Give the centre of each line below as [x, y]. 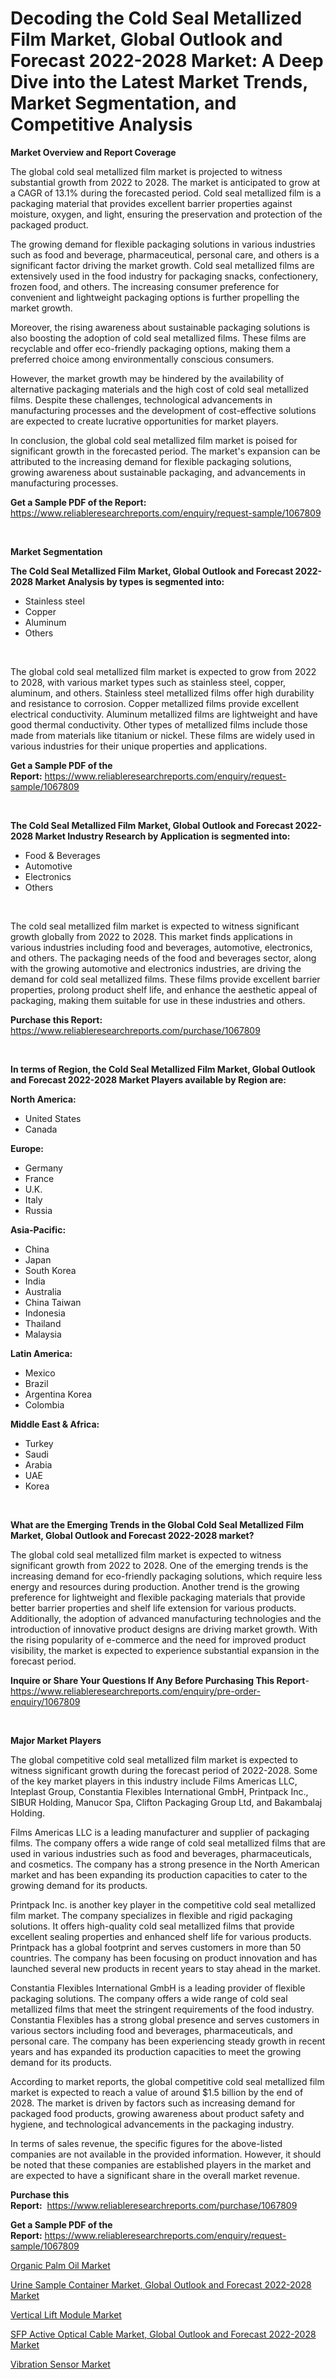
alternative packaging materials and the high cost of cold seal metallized [159, 389]
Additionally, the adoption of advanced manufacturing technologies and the [166, 1618]
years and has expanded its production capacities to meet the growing [156, 2051]
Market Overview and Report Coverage [93, 152]
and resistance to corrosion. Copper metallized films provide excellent [155, 703]
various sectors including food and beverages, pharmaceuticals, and [151, 2030]
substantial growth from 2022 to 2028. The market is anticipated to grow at [165, 182]
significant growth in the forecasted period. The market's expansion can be [165, 451]
